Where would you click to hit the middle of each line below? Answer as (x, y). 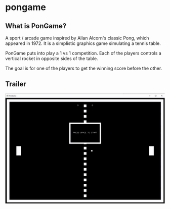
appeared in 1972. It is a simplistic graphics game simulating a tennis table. (83, 43)
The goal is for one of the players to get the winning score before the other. (84, 68)
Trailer (16, 84)
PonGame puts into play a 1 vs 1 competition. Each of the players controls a (83, 53)
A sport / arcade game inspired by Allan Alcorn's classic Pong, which (77, 38)
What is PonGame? (36, 26)
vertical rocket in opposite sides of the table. (52, 59)
